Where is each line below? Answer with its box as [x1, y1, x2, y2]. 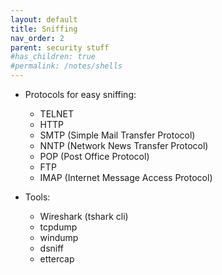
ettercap [39, 253, 75, 265]
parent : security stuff [10, 42, 110, 53]
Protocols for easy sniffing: [24, 89, 137, 100]
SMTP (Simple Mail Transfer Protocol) [39, 129, 196, 141]
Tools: [24, 191, 51, 203]
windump [39, 232, 79, 243]
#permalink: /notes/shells [10, 61, 123, 71]
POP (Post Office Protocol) [39, 151, 150, 162]
